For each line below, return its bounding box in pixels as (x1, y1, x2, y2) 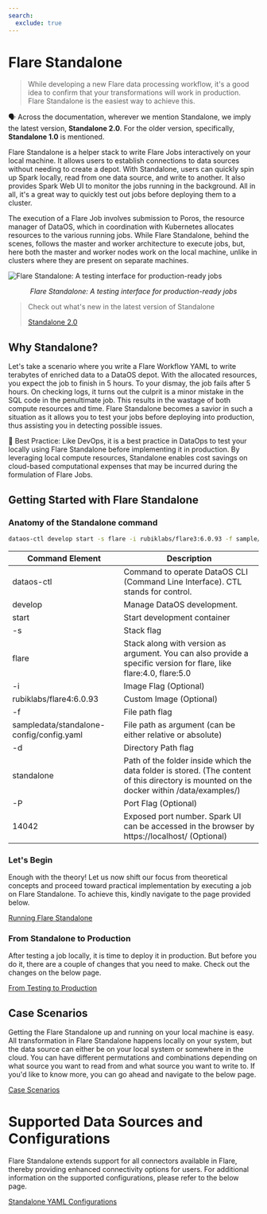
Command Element (27, 553, 102, 564)
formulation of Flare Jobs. (8, 470, 93, 479)
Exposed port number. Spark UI (123, 810, 242, 821)
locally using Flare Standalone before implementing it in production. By (8, 444, 240, 454)
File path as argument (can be (123, 719, 236, 730)
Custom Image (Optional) (123, 693, 219, 704)
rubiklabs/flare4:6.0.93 (12, 693, 99, 704)
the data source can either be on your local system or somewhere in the (8, 1045, 244, 1054)
